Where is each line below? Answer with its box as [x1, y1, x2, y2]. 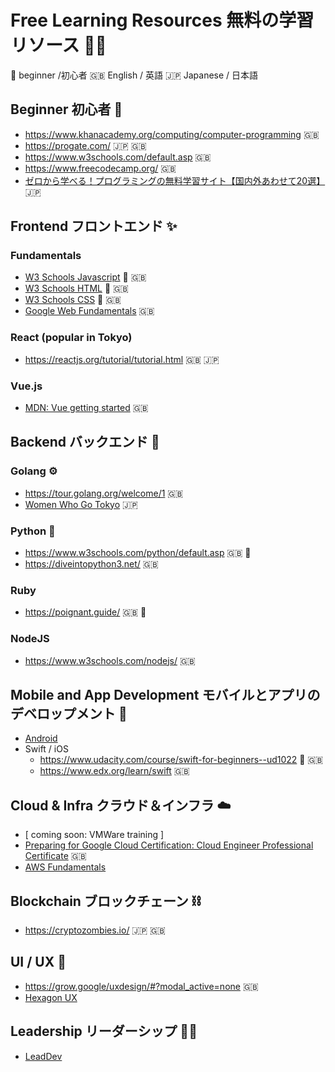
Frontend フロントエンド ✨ [10, 218, 178, 235]
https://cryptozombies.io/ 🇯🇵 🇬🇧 [24, 924, 166, 936]
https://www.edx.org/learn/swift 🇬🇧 [39, 765, 190, 777]
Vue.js [10, 379, 43, 393]
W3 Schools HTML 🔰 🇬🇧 [24, 282, 129, 295]
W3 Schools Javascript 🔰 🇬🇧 [24, 271, 147, 283]
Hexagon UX [24, 991, 78, 1003]
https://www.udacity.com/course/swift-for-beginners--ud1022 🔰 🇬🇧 [39, 754, 324, 766]
